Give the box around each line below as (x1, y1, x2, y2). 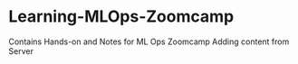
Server (8, 45, 34, 56)
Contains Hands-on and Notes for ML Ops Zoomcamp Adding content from (8, 36, 290, 47)
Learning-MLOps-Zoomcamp (8, 6, 235, 27)
